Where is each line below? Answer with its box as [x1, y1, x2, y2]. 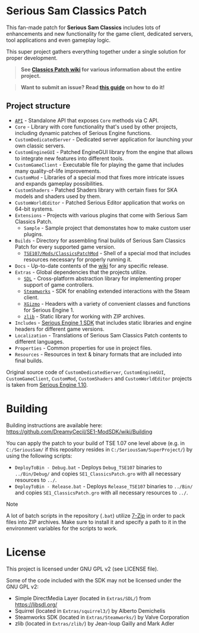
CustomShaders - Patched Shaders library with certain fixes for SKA [14, 186, 178, 193]
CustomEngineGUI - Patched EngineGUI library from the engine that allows [14, 148, 193, 155]
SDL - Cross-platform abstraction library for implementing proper [23, 275, 181, 282]
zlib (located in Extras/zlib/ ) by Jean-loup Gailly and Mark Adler [14, 620, 175, 627]
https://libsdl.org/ [14, 601, 58, 608]
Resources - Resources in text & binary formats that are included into [14, 350, 182, 358]
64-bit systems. [14, 205, 54, 212]
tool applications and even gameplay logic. [6, 36, 111, 43]
